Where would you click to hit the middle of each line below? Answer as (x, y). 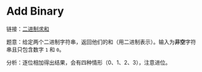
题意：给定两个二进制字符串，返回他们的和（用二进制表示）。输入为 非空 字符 (101, 41)
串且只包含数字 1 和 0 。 (36, 49)
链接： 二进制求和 (28, 29)
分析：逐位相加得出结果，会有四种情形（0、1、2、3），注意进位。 (88, 62)
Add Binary (35, 11)
